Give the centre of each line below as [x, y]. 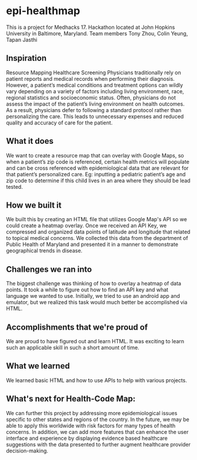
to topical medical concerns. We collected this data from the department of [97, 238]
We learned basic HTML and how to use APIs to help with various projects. [96, 380]
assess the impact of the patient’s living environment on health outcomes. [96, 104]
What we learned [38, 366]
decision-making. [27, 451]
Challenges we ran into [49, 269]
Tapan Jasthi [22, 40]
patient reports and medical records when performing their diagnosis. [91, 78]
